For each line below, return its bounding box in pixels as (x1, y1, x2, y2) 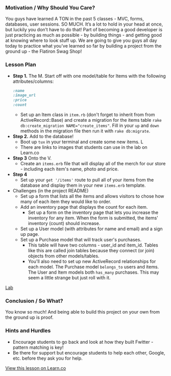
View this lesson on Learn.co (5, 365, 66, 371)
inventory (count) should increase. (28, 220, 101, 227)
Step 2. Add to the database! (12, 134, 74, 140)
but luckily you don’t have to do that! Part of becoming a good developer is (5, 27, 162, 33)
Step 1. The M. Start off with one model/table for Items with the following (12, 73, 166, 79)
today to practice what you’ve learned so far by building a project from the (5, 43, 162, 49)
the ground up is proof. (5, 314, 54, 321)
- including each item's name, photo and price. (20, 166, 119, 172)
